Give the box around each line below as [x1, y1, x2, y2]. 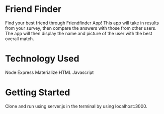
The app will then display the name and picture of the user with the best [5, 30, 153, 36]
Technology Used [5, 53, 80, 64]
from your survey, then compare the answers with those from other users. [5, 25, 157, 31]
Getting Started [5, 87, 71, 98]
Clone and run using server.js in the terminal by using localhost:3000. [5, 103, 148, 109]
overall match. [5, 36, 34, 42]
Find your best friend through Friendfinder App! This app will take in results [5, 20, 159, 26]
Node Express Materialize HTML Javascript [5, 69, 94, 75]
